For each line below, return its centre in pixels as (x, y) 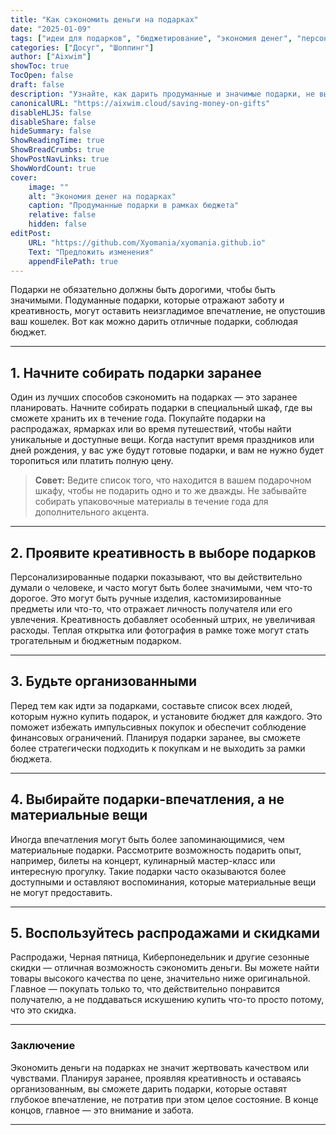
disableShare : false (53, 122)
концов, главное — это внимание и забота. (102, 1110)
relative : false (62, 215)
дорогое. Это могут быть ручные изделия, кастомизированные (146, 598)
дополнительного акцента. (92, 512)
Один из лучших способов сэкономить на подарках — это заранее (154, 397)
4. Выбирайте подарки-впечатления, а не (147, 799)
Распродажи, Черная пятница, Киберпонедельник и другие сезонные (160, 957)
